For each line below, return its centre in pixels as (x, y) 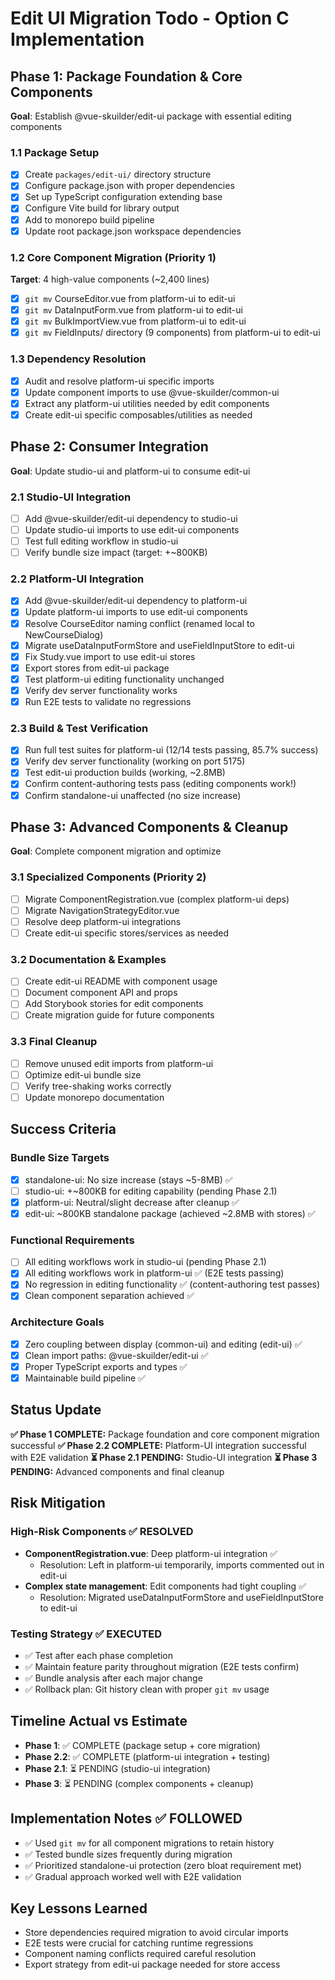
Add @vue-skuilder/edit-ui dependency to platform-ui (136, 601)
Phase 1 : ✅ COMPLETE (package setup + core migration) (142, 1745)
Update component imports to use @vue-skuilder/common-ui (152, 392)
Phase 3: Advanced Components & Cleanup (149, 827)
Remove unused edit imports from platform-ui (119, 1063)
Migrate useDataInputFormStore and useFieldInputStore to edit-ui (159, 645)
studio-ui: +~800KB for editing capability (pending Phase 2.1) (151, 1191)
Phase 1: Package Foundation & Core (126, 76)
